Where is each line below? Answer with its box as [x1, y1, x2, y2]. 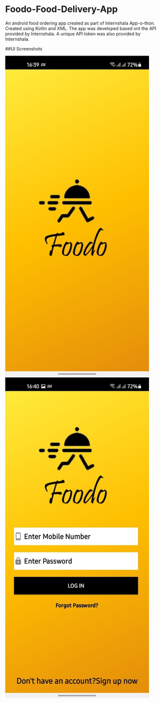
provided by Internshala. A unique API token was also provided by [5, 31, 141, 37]
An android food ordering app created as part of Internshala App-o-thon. [5, 20, 155, 26]
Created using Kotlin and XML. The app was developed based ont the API [5, 25, 156, 31]
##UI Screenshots [5, 46, 42, 52]
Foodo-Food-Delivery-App [5, 4, 118, 15]
